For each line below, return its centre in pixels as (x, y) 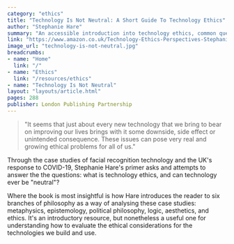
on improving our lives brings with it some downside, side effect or (120, 131)
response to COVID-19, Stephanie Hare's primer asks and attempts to (107, 167)
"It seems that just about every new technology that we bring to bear (123, 124)
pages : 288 (23, 98)
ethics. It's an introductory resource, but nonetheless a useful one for (107, 218)
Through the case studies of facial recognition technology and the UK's (110, 160)
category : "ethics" (36, 14)
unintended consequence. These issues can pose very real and (115, 139)
